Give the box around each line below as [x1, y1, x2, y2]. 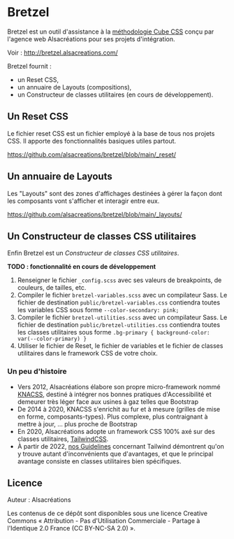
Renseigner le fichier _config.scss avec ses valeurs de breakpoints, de [17, 276, 222, 284]
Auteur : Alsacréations [7, 496, 71, 504]
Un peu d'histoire [7, 367, 68, 377]
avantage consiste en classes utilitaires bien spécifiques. [17, 456, 182, 465]
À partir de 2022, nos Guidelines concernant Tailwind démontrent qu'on [17, 442, 225, 450]
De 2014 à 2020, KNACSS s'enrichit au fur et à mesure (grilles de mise [17, 405, 221, 413]
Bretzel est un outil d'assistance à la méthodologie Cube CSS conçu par [7, 27, 214, 36]
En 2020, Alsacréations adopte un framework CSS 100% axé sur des [17, 427, 215, 435]
